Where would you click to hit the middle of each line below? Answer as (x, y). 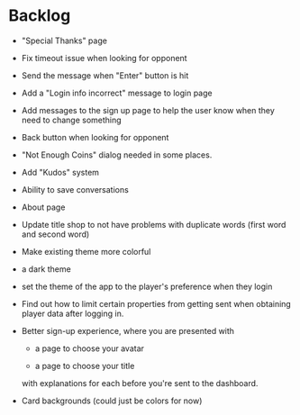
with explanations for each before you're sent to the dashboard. (140, 383)
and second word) (55, 234)
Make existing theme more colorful (86, 251)
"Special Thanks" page (64, 41)
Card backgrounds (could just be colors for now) (112, 401)
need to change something (72, 120)
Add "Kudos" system (60, 172)
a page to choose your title (85, 365)
